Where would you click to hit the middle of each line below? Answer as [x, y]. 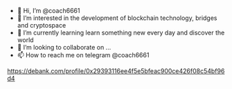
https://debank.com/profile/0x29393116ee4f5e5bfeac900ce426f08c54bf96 [116, 71]
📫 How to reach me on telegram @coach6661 [83, 55]
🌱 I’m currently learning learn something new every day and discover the [121, 32]
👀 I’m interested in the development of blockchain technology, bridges [117, 18]
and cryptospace [42, 25]
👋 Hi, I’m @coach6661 [48, 11]
